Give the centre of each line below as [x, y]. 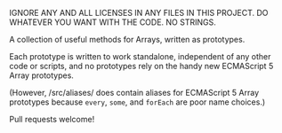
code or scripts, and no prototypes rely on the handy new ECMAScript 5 [141, 66]
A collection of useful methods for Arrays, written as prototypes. [127, 39]
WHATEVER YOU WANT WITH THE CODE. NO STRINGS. [113, 22]
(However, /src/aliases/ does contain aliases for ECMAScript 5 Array [134, 93]
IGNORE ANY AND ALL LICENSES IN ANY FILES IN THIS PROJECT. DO [139, 13]
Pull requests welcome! [52, 119]
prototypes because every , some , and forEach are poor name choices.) [137, 102]
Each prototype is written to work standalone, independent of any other [140, 56]
